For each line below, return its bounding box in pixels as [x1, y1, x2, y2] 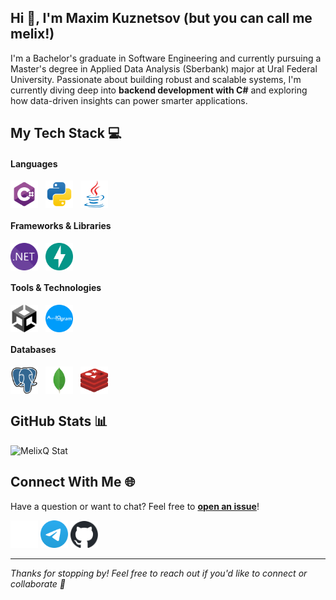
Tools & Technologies [10, 282, 102, 294]
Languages [10, 157, 58, 170]
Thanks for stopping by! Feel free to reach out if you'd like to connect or [10, 567, 308, 579]
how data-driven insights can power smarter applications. [10, 94, 248, 106]
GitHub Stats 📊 [10, 413, 108, 430]
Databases [10, 344, 57, 356]
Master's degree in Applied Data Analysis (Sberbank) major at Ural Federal [10, 62, 318, 75]
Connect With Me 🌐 [10, 474, 136, 491]
